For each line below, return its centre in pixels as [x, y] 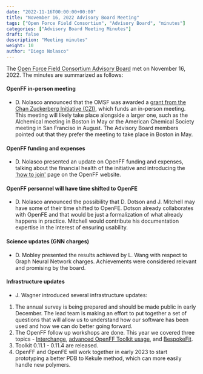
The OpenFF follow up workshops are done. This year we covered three [105, 332]
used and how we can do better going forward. [74, 326]
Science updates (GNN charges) [48, 241]
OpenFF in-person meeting [41, 89]
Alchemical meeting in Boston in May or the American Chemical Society [105, 121]
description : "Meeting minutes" [47, 40]
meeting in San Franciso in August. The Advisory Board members [97, 128]
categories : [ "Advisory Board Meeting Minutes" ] [69, 29]
